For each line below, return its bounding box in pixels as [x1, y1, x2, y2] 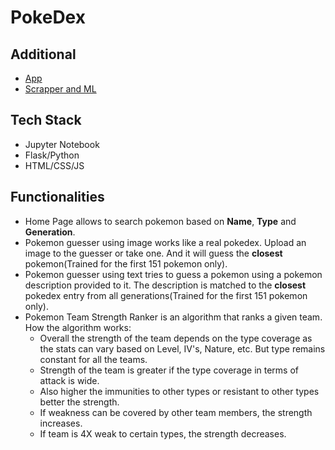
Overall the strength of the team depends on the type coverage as [39, 332, 313, 344]
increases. [39, 417, 83, 429]
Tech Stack [10, 112, 82, 129]
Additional [10, 46, 77, 63]
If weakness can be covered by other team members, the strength [39, 406, 313, 418]
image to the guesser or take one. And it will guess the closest [24, 247, 283, 259]
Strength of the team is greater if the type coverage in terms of [39, 364, 300, 376]
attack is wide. [39, 374, 100, 386]
